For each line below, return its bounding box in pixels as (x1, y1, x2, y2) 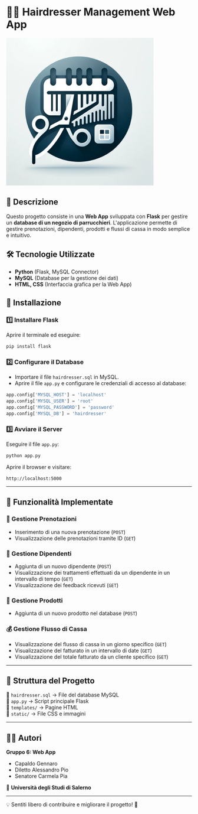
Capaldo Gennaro (14, 760, 58, 767)
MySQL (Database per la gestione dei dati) (14, 274, 119, 281)
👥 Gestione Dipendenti (6, 549, 72, 558)
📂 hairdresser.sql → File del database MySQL (6, 691, 120, 699)
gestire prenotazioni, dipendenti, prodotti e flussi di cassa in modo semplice (6, 225, 190, 232)
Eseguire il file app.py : (6, 441, 60, 448)
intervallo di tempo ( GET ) (14, 575, 74, 582)
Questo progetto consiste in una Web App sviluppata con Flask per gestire (6, 213, 188, 220)
